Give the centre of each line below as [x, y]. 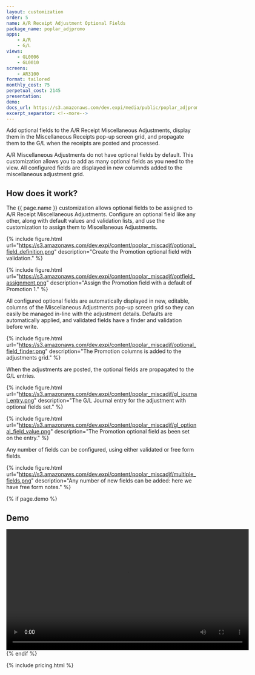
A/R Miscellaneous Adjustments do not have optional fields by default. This [100, 155]
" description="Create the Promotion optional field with [123, 252]
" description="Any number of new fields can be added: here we [111, 481]
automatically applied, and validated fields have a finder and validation [94, 320]
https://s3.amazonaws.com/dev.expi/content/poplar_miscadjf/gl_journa [108, 394]
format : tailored [28, 79]
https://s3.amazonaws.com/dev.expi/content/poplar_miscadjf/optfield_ [107, 277]
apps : [13, 35]
